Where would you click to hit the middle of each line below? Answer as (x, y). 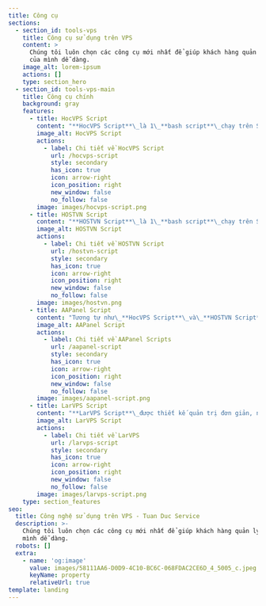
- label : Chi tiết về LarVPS (91, 435)
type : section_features (62, 501)
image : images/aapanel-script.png (93, 398)
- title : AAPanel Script (70, 310)
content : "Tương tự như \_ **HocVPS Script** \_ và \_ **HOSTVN (134, 318)
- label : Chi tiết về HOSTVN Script (104, 244)
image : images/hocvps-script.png (92, 207)
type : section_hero (55, 82)
